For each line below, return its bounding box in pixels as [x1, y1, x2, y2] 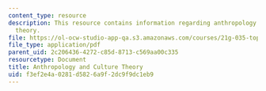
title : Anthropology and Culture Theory [8, 63, 144, 71]
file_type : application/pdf [8, 41, 101, 49]
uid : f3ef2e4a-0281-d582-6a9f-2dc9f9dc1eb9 [8, 70, 154, 78]
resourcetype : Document [8, 56, 87, 64]
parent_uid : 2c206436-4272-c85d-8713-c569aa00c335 [8, 48, 179, 56]
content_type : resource [8, 11, 87, 20]
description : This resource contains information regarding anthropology [8, 19, 257, 27]
